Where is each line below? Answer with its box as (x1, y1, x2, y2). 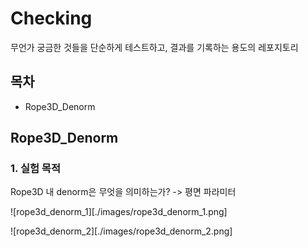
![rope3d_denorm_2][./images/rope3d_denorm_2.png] (10, 225, 233, 237)
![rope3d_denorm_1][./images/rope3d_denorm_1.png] (10, 206, 228, 218)
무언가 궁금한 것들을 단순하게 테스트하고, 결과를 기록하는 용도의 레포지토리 (10, 41, 299, 53)
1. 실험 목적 (10, 162, 61, 176)
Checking (10, 7, 93, 30)
